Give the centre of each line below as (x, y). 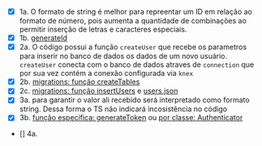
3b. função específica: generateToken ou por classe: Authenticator (131, 118)
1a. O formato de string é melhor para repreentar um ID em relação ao (135, 12)
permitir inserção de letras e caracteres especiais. (103, 29)
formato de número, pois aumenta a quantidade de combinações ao (133, 21)
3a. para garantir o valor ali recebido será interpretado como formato (134, 100)
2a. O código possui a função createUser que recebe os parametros (133, 47)
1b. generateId (43, 38)
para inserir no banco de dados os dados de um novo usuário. (123, 56)
